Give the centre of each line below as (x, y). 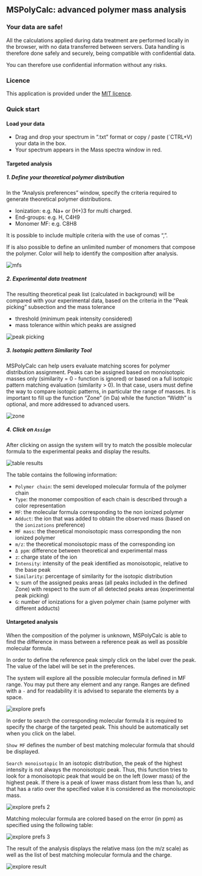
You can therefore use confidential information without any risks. (87, 65)
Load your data (26, 124)
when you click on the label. (41, 733)
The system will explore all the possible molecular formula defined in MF (96, 678)
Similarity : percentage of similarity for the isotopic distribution (94, 576)
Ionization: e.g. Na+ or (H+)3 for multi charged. (74, 211)
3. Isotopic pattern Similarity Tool (49, 351)
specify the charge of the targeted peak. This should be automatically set (97, 727)
